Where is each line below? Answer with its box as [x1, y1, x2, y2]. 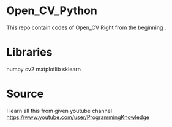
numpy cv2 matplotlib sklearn [6, 65, 81, 73]
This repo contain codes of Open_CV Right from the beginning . [6, 24, 166, 31]
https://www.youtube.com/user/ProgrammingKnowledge [6, 114, 150, 121]
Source [6, 87, 44, 101]
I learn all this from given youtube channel [6, 107, 112, 114]
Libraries [6, 45, 53, 59]
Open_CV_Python [6, 4, 98, 18]
